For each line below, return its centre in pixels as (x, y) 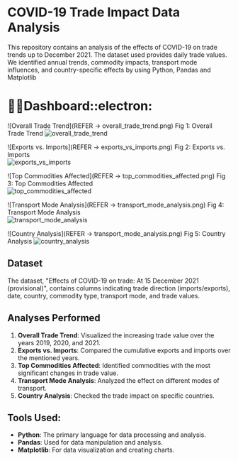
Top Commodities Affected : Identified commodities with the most (114, 365)
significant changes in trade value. (68, 373)
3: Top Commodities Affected (50, 183)
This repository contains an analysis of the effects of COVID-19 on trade (113, 47)
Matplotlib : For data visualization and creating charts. (96, 450)
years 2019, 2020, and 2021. (59, 342)
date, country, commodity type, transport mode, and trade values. (104, 295)
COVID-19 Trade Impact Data (94, 12)
